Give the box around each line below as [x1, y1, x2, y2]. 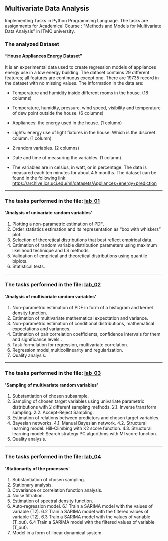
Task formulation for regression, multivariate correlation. [12, 342, 128, 348]
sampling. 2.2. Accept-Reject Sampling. [12, 409, 94, 416]
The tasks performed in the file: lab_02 [5, 281, 101, 288]
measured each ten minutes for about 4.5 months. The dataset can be [12, 169, 157, 175]
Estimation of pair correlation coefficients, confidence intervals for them [12, 331, 161, 337]
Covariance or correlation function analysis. [12, 487, 103, 493]
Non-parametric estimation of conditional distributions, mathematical [12, 321, 155, 327]
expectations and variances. [12, 326, 71, 332]
